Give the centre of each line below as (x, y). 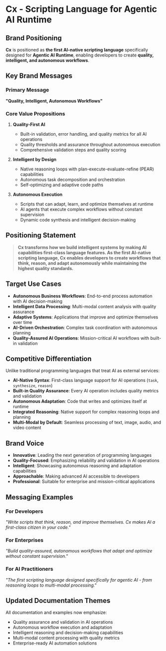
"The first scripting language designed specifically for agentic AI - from (79, 580)
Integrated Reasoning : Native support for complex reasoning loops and (86, 412)
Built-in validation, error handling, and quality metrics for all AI (83, 134)
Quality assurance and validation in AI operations (63, 622)
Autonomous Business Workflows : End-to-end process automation (83, 296)
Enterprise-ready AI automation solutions (55, 643)
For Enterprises (25, 540)
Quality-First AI (29, 124)
